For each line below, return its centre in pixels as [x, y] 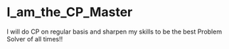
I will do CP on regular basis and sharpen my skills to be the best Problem [114, 31]
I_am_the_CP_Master [70, 12]
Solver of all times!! [35, 38]
